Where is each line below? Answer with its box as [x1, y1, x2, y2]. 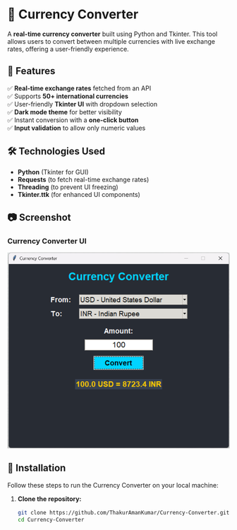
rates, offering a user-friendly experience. [7, 44, 129, 53]
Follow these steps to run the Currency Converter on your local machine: [7, 481, 219, 489]
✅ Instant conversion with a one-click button [7, 116, 139, 124]
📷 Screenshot [7, 211, 72, 223]
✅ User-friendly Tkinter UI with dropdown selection [7, 100, 157, 108]
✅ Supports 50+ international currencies [7, 92, 129, 100]
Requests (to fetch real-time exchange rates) [17, 175, 150, 183]
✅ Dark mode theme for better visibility [7, 107, 122, 116]
